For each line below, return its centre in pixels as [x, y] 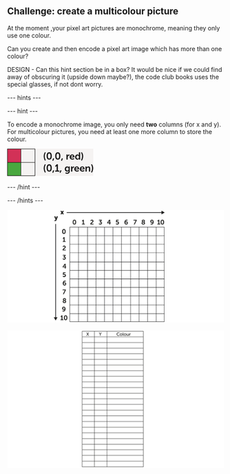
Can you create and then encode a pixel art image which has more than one [115, 48]
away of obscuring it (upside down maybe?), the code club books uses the [113, 77]
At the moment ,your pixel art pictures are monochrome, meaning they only [114, 28]
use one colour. [29, 35]
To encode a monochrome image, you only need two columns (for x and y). [114, 124]
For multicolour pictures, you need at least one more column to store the [109, 131]
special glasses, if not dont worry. [55, 84]
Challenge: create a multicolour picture [93, 11]
